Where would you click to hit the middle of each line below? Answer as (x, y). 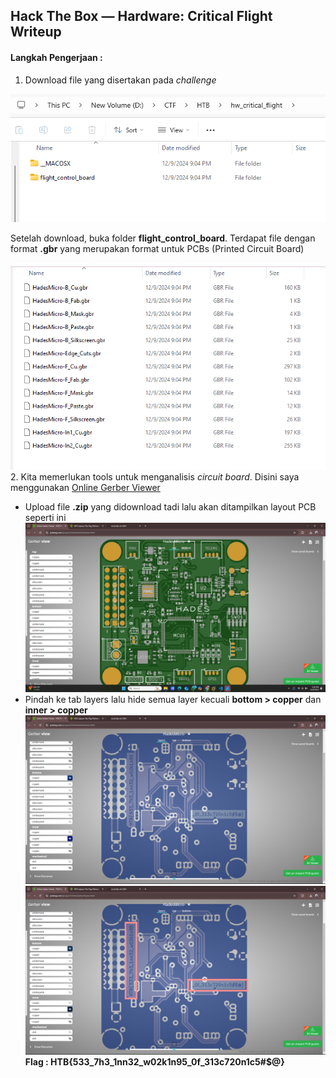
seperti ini (45, 518)
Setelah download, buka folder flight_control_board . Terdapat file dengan (163, 238)
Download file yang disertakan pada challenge (120, 80)
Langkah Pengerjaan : (56, 57)
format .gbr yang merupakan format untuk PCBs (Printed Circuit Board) (157, 249)
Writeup (36, 32)
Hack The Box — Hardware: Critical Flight (141, 16)
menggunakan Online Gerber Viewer (85, 488)
